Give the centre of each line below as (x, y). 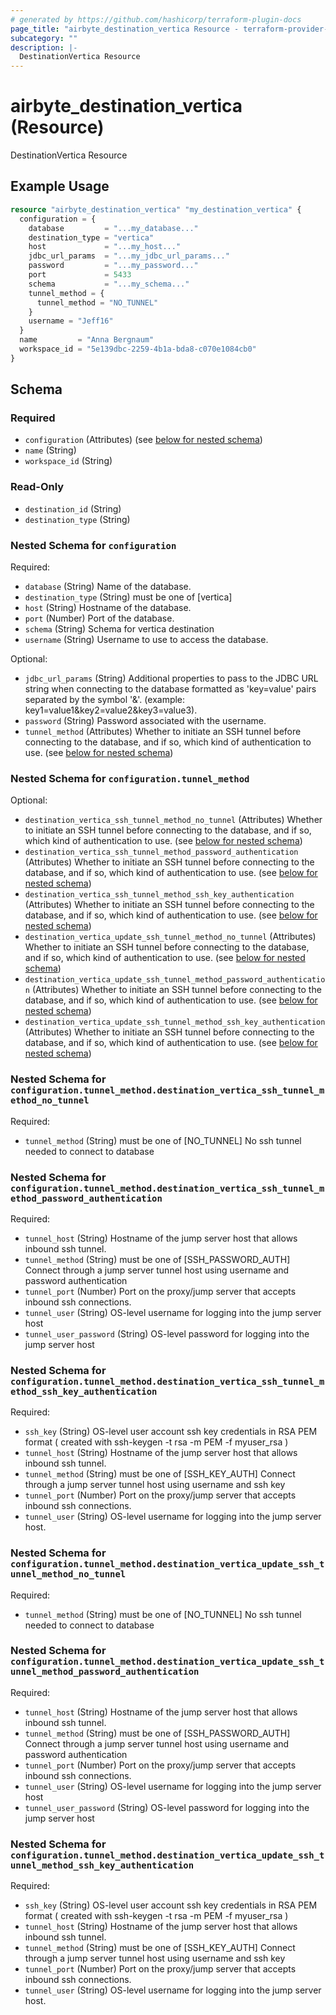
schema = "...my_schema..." (109, 284)
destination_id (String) (73, 508)
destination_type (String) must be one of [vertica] (128, 597)
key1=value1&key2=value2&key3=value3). (111, 710)
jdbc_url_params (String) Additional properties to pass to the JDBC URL (171, 678)
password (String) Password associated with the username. (145, 721)
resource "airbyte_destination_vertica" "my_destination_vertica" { (156, 209)
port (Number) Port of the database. (99, 618)
